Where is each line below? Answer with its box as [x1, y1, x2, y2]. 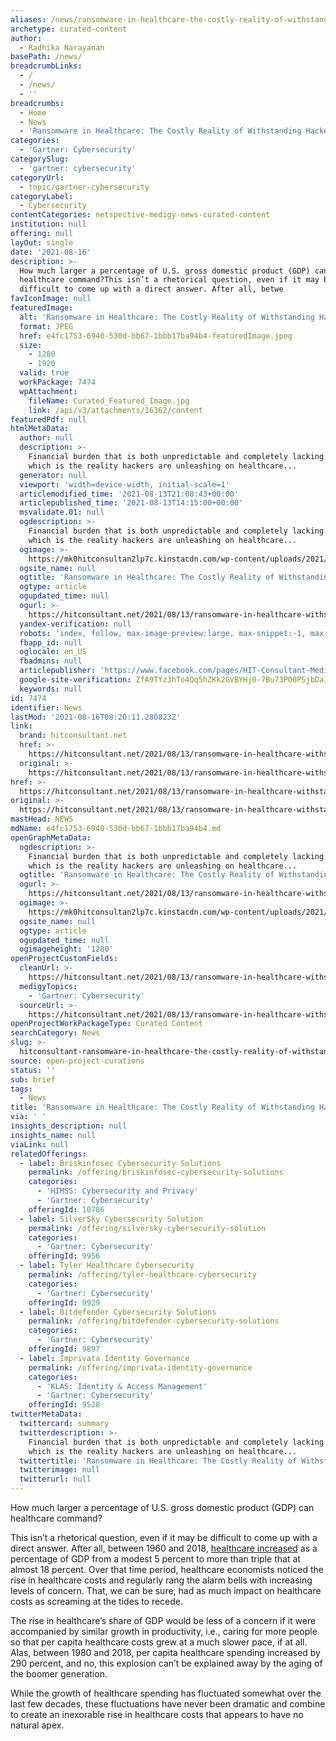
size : [19, 340, 43, 350]
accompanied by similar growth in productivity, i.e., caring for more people [10, 1626, 318, 1637]
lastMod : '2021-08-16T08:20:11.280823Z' [10, 712, 182, 722]
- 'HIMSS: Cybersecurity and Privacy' [36, 1186, 199, 1196]
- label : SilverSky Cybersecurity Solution [19, 1214, 203, 1224]
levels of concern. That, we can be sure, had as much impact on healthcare [10, 1585, 322, 1596]
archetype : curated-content [10, 24, 128, 34]
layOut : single [10, 237, 74, 248]
